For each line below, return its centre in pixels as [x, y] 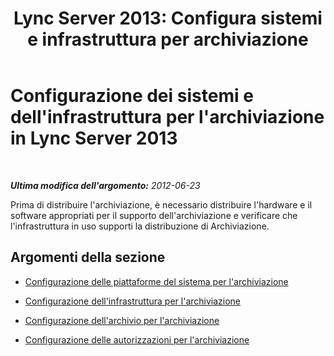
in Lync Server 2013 [94, 138]
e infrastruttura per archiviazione [168, 39]
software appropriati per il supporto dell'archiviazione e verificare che [154, 215]
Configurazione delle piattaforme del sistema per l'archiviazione [156, 281]
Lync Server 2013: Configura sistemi [168, 18]
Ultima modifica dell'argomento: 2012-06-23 [105, 185]
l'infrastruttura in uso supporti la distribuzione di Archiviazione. [140, 226]
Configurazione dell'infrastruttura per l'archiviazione [133, 301]
